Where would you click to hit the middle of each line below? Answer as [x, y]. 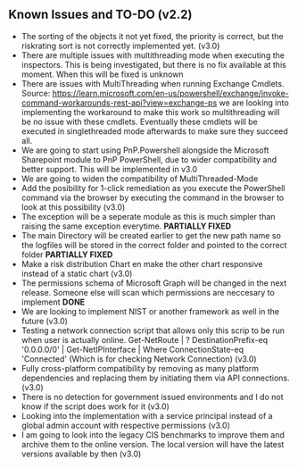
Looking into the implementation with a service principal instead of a [147, 415]
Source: [36, 93]
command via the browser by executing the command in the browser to [153, 197]
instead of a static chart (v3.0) [77, 273]
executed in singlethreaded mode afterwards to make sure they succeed [155, 131]
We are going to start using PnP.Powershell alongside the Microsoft [145, 150]
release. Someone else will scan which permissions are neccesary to [148, 292]
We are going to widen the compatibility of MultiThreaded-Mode [140, 179]
